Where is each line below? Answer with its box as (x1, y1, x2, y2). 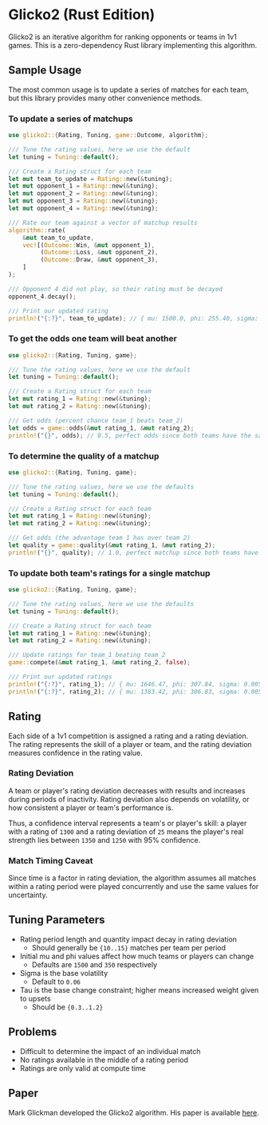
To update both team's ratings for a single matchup (8, 568, 211, 579)
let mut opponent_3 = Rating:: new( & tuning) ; (8, 197, 159, 205)
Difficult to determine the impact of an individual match (19, 1046, 201, 1056)
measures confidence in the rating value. (8, 748, 143, 757)
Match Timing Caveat (8, 855, 93, 866)
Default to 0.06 (31, 977, 81, 986)
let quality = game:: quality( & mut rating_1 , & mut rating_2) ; (8, 541, 216, 549)
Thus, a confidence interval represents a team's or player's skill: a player (8, 818, 247, 828)
